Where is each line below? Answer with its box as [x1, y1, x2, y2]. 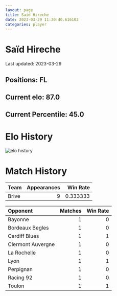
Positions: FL [5, 75, 48, 84]
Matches [59, 208, 82, 215]
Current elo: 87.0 [5, 93, 60, 101]
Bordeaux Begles [8, 224, 49, 232]
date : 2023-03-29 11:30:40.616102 [5, 17, 79, 22]
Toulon [8, 282, 25, 289]
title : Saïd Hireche [5, 12, 50, 17]
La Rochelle [8, 249, 36, 256]
